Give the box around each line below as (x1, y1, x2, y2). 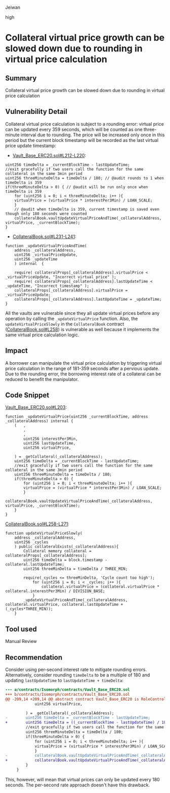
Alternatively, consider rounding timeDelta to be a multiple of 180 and (5, 672, 150, 678)
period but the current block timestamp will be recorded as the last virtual (5, 137, 158, 143)
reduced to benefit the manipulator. (5, 376, 79, 382)
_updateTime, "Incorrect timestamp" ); (5, 283, 90, 288)
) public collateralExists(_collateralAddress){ (14, 544, 119, 549)
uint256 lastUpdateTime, (23, 441, 76, 446)
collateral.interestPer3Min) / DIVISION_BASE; (5, 589, 105, 594)
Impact (5, 346, 28, 355)
